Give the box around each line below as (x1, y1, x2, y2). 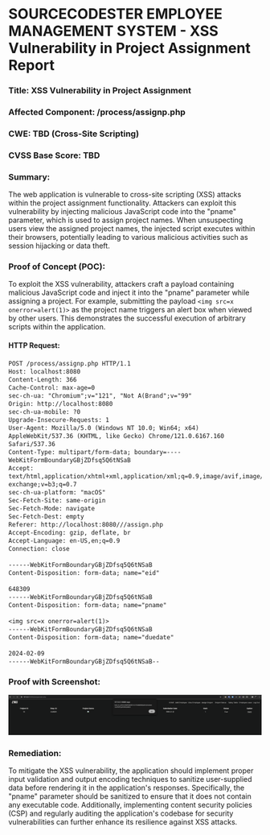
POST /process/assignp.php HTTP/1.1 (8, 359, 131, 367)
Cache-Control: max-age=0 (8, 383, 95, 391)
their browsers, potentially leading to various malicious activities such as (8, 233, 248, 242)
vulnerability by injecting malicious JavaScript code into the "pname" (8, 207, 237, 217)
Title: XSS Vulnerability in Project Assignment (8, 85, 191, 97)
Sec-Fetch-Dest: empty (8, 512, 84, 520)
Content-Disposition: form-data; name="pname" (8, 601, 167, 609)
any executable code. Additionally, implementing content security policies (8, 800, 253, 810)
